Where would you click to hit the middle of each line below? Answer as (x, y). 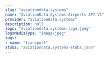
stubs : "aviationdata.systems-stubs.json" (50, 47)
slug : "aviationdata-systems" (37, 10)
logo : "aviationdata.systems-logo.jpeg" (48, 29)
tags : (11, 38)
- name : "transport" (27, 43)
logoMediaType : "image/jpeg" (36, 33)
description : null (24, 24)
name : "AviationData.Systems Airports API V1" (55, 15)
